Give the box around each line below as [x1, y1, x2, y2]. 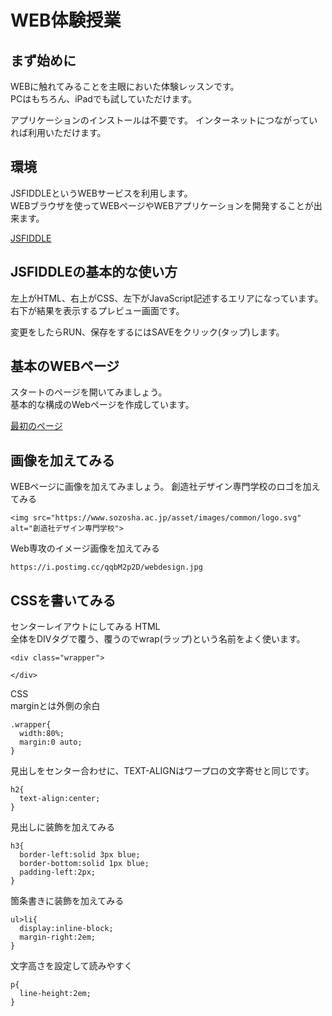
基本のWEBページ [10, 358, 120, 375]
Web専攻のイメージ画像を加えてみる [10, 542, 160, 555]
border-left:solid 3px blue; [19, 850, 141, 860]
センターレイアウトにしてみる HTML [10, 621, 161, 633]
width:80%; [19, 729, 65, 739]
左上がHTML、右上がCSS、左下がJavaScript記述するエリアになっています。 [10, 292, 324, 304]
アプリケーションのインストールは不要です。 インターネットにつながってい [10, 114, 318, 126]
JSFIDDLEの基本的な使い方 [10, 264, 178, 281]
